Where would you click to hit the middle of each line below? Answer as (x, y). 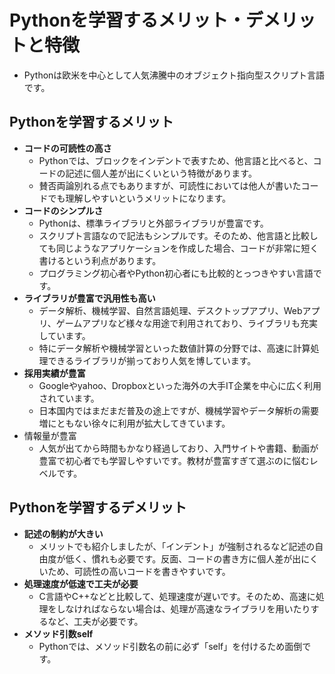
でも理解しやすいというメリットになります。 (139, 198)
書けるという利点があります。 (100, 260)
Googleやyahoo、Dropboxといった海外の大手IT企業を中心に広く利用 (180, 385)
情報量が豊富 (50, 435)
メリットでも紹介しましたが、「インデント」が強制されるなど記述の (177, 546)
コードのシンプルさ (63, 210)
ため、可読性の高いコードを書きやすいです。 (139, 571)
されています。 (69, 398)
